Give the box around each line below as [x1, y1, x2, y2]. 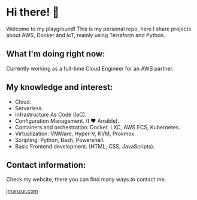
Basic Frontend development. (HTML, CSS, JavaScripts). [14, 143, 155, 150]
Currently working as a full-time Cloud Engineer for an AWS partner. [6, 65, 174, 72]
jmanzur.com [6, 187, 38, 195]
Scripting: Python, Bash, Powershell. [14, 136, 105, 143]
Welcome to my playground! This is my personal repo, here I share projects [6, 25, 192, 32]
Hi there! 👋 [6, 5, 60, 19]
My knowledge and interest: [6, 82, 113, 92]
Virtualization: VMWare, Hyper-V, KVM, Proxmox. [14, 130, 136, 137]
